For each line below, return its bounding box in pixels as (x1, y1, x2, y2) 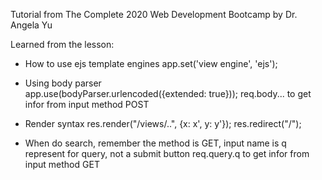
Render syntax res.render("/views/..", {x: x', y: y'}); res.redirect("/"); (24, 118, 302, 129)
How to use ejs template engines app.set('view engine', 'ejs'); (24, 58, 278, 69)
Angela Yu (10, 19, 53, 31)
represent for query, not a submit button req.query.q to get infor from (24, 148, 310, 159)
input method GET (24, 159, 100, 170)
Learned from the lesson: (10, 39, 115, 50)
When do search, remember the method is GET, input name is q (24, 137, 287, 149)
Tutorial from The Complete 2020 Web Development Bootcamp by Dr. (10, 9, 298, 20)
